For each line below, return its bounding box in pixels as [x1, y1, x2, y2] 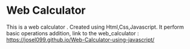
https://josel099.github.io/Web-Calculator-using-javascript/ [6, 36, 155, 43]
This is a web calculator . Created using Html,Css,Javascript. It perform [6, 23, 185, 30]
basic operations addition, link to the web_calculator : [6, 29, 139, 36]
